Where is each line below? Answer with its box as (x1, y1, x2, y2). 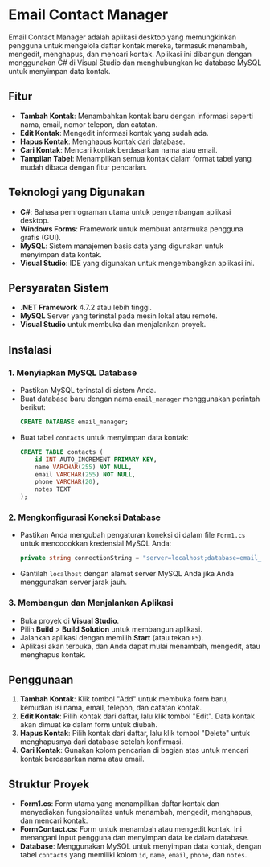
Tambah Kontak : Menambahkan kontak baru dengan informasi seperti (19, 111, 253, 121)
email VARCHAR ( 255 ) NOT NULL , (35, 470, 136, 479)
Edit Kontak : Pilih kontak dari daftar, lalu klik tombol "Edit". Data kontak (19, 711, 256, 721)
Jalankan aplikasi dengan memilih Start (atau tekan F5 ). (19, 632, 204, 642)
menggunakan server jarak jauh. (19, 577, 127, 587)
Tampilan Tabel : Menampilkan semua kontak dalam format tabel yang (19, 153, 252, 163)
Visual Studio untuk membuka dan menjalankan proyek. (19, 320, 207, 329)
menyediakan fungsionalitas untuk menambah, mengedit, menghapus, (19, 808, 253, 817)
